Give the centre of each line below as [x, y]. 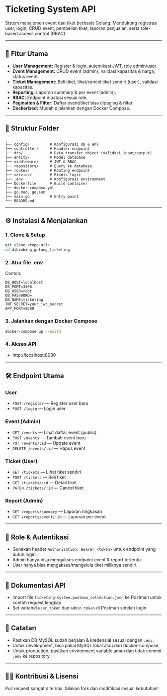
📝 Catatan [21, 628]
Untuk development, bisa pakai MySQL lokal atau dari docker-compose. [86, 645]
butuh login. [25, 554]
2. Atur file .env [24, 262]
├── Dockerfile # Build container [46, 183]
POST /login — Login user [39, 408]
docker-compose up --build [33, 331]
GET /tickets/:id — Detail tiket [44, 483]
